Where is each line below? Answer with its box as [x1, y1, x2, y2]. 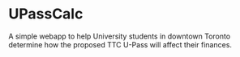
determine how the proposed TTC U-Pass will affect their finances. [8, 39, 233, 49]
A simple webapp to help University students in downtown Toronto [8, 31, 231, 41]
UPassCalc [8, 5, 84, 23]
